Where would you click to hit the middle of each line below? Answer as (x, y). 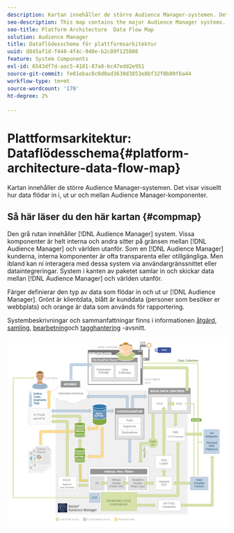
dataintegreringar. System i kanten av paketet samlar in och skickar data (111, 271)
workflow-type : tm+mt (39, 81)
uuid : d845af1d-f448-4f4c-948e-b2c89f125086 (73, 52)
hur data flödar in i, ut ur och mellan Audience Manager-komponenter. (108, 195)
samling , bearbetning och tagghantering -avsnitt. (77, 328)
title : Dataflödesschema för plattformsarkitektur (82, 44)
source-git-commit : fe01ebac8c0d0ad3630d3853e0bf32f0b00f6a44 (99, 73)
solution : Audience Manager (48, 37)
